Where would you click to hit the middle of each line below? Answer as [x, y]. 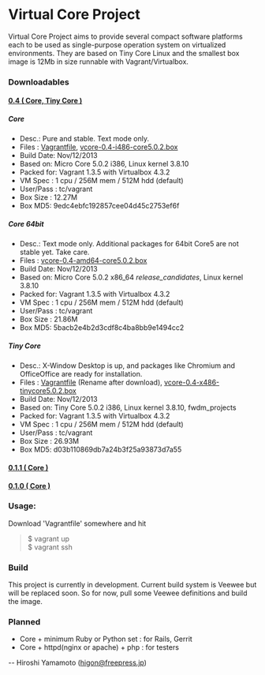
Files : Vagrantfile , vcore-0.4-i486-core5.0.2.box [99, 147]
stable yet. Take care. [54, 252]
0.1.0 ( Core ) [30, 486]
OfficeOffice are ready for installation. [81, 374]
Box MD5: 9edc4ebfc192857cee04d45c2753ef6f [99, 206]
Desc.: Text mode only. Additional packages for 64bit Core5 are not [129, 244]
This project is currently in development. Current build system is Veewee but [132, 585]
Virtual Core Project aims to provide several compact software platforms [125, 36]
